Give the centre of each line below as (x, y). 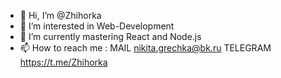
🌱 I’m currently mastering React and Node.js (110, 36)
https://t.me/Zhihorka (63, 62)
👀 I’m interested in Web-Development (97, 26)
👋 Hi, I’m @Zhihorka (60, 15)
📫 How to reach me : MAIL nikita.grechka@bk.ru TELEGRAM (145, 48)
